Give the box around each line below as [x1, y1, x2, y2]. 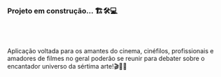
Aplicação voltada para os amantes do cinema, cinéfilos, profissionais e [7, 47, 214, 55]
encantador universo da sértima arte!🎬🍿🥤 [7, 62, 127, 71]
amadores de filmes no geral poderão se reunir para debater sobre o [7, 55, 205, 63]
